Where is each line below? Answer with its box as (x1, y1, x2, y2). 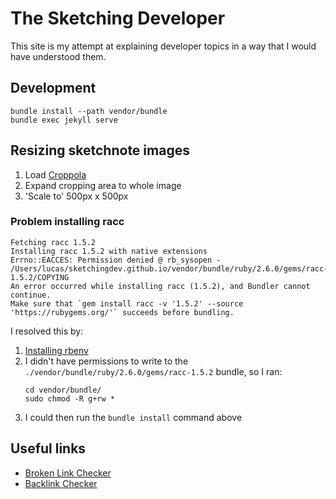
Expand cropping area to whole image (24, 179, 182, 191)
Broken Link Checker (24, 467, 112, 479)
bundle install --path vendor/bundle (10, 106, 168, 116)
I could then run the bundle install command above (24, 411, 243, 423)
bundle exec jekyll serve (10, 115, 118, 125)
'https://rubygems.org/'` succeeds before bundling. (10, 307, 235, 317)
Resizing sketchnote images (10, 142, 190, 159)
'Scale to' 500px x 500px (24, 190, 129, 202)
